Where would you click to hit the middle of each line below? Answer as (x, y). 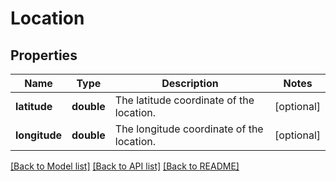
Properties (44, 55)
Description (190, 83)
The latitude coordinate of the (184, 100)
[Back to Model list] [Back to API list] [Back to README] (125, 166)
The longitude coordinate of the (189, 129)
